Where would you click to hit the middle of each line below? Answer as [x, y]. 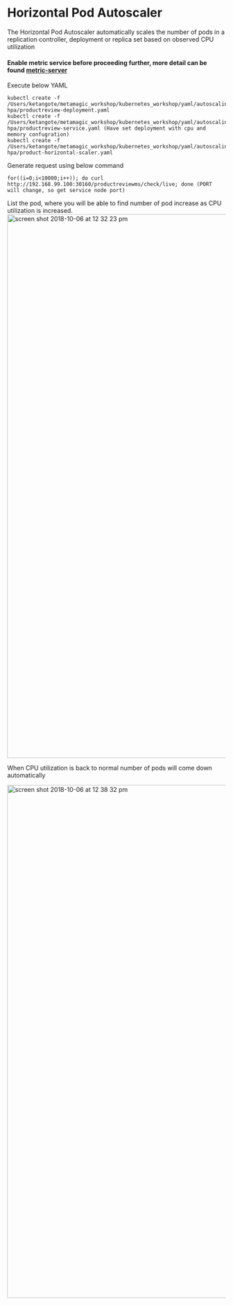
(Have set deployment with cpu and [155, 129]
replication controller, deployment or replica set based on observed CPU [111, 39]
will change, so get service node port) [67, 191]
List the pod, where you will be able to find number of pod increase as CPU [114, 203]
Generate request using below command [65, 166]
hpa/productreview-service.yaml [54, 129]
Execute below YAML [37, 85]
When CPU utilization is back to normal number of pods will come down [110, 768]
